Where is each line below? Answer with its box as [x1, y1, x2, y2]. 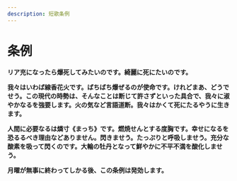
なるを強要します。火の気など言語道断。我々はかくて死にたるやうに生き [19, 100, 230, 109]
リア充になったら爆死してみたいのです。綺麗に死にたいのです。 [7, 68, 192, 76]
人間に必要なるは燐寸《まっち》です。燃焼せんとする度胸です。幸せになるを [7, 124, 229, 133]
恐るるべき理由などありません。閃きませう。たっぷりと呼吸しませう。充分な [7, 133, 230, 141]
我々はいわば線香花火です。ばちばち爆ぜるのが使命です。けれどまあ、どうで [7, 83, 230, 91]
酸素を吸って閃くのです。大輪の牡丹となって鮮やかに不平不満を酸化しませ [7, 142, 223, 151]
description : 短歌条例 [7, 10, 70, 18]
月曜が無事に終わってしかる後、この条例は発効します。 [7, 165, 168, 174]
